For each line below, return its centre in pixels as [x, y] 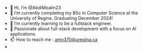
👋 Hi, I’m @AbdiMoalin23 [35, 8]
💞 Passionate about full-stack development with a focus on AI [73, 29]
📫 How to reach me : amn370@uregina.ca [54, 39]
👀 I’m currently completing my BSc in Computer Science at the [74, 13]
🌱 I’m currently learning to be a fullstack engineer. [61, 23]
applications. [23, 34]
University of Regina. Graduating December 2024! [61, 18]
